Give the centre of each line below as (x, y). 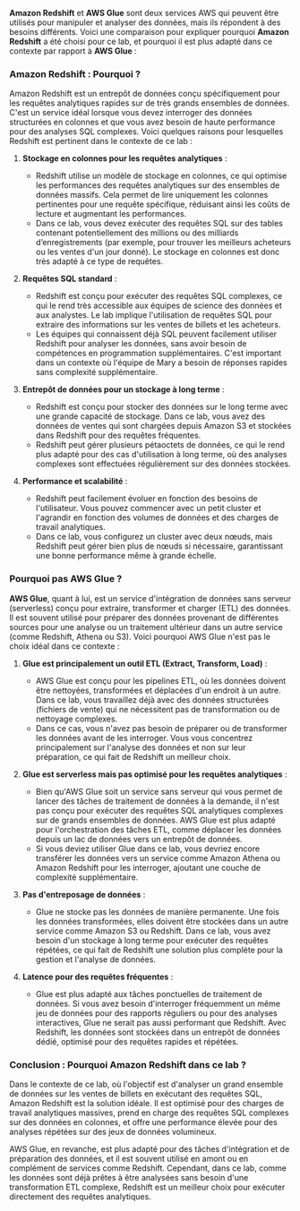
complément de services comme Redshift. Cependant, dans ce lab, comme (148, 1168)
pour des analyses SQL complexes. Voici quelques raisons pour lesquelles (146, 132)
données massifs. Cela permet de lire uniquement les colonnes (152, 195)
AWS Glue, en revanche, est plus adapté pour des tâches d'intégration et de (150, 1148)
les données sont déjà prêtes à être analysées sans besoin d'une (129, 1177)
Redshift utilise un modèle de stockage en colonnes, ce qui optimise (161, 176)
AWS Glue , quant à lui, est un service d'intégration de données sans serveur (150, 598)
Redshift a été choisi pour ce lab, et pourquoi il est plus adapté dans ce (141, 41)
